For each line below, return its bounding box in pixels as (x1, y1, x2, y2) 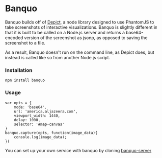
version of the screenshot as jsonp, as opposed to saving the (24, 35, 148, 41)
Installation (5, 67, 33, 73)
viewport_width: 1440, (14, 113, 60, 118)
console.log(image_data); (14, 135, 67, 139)
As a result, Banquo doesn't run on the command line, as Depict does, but (5, 49, 155, 55)
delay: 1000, (14, 117, 41, 122)
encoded (5, 35, 24, 41)
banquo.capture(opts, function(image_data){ (5, 130, 98, 135)
